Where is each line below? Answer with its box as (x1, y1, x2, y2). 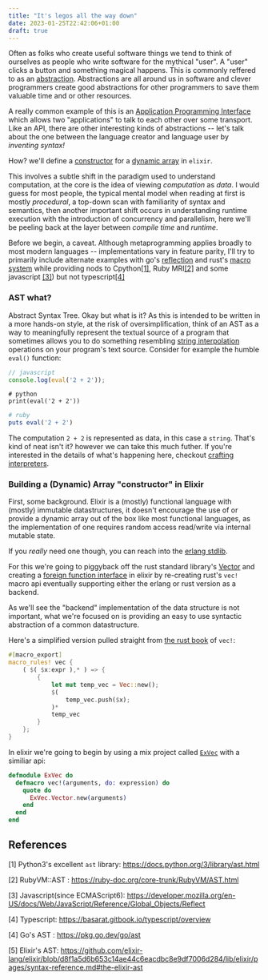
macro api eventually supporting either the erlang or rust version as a (8, 579, 236, 588)
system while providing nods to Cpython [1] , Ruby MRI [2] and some (8, 263, 229, 273)
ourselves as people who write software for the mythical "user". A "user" (8, 57, 248, 66)
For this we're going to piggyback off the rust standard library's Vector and (8, 562, 255, 572)
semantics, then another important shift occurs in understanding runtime (8, 206, 248, 215)
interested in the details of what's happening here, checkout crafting (8, 450, 234, 460)
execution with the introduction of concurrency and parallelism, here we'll (8, 214, 251, 224)
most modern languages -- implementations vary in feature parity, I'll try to (8, 247, 255, 256)
